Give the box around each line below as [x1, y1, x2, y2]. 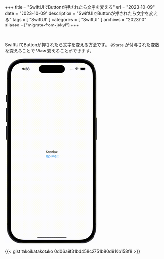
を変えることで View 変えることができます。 [5, 48, 94, 53]
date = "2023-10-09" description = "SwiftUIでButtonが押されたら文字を [5, 10, 149, 16]
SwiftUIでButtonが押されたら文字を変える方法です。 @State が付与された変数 [5, 42, 160, 48]
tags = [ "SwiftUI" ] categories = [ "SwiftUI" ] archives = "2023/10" [12, 17, 147, 22]
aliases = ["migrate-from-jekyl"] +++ [5, 22, 79, 28]
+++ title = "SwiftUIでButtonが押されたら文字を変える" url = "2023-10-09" [5, 4, 155, 10]
